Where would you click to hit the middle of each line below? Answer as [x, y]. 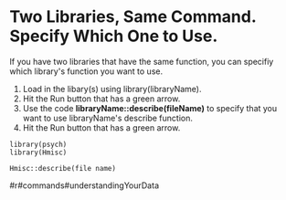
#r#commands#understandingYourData [85, 185]
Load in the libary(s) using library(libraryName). [112, 89]
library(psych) [38, 144]
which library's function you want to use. [86, 71]
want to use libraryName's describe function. [108, 118]
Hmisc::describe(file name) [63, 168]
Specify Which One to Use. [114, 36]
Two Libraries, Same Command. [133, 17]
